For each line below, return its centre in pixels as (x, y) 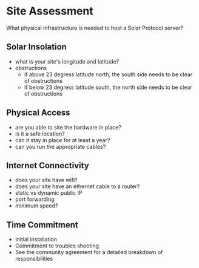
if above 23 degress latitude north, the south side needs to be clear (108, 74)
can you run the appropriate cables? (60, 146)
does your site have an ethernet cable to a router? (77, 186)
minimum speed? (36, 206)
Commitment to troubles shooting (57, 246)
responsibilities (34, 259)
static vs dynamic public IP (49, 193)
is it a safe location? (40, 134)
